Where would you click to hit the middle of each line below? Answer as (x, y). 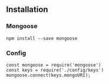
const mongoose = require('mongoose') (54, 65)
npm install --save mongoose (42, 38)
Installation (27, 10)
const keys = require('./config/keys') (55, 70)
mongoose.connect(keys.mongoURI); (49, 75)
